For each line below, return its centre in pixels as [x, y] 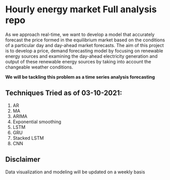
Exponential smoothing [37, 122]
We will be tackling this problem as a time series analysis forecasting [80, 77]
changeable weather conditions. [39, 67]
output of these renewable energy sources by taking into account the [78, 61]
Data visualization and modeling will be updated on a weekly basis [75, 172]
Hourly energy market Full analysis [81, 9]
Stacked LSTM [28, 138]
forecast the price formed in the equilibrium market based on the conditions [85, 40]
